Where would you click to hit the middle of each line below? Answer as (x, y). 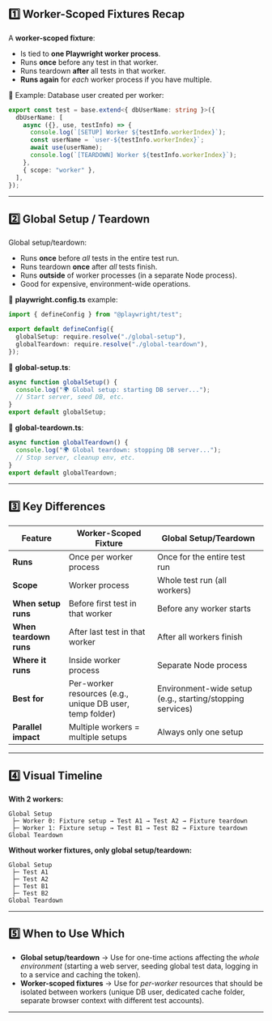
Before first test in (102, 604)
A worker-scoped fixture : (52, 38)
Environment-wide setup (204, 689)
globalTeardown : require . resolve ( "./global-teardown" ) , (112, 344)
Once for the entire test (201, 557)
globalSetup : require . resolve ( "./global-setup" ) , (101, 337)
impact (26, 738)
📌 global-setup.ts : (40, 367)
